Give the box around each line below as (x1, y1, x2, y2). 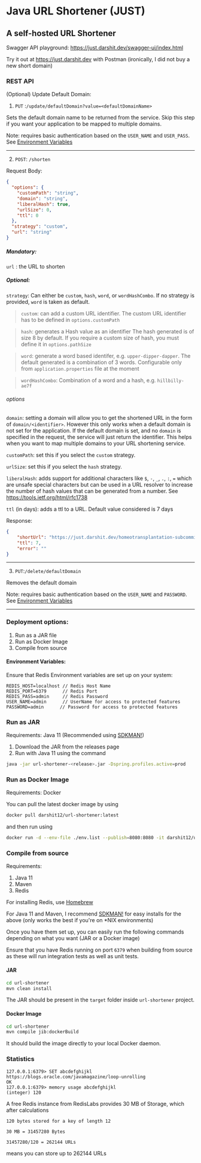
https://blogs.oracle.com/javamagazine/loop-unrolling (6, 1073, 146, 1079)
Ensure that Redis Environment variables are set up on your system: (6, 671, 173, 678)
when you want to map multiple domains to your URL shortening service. (6, 440, 185, 447)
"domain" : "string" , (17, 195, 68, 202)
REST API (6, 77, 34, 85)
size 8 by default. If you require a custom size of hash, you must (20, 334, 179, 341)
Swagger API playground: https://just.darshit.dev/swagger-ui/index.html (6, 44, 184, 51)
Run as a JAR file (14, 631, 57, 639)
